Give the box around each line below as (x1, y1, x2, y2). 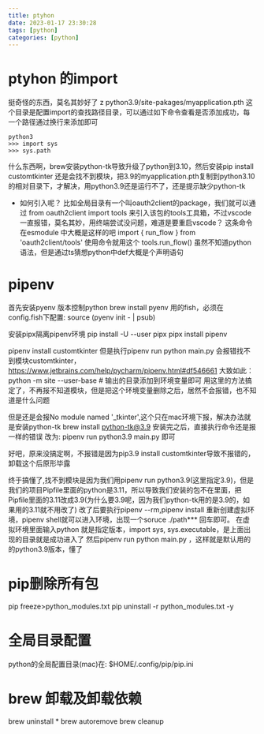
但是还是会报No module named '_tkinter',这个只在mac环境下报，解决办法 (8, 412, 244, 422)
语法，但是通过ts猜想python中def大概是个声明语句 (19, 248, 184, 257)
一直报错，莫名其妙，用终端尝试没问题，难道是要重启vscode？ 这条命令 (19, 218, 254, 227)
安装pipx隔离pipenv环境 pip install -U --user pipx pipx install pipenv (8, 329, 228, 339)
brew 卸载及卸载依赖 (8, 690, 143, 708)
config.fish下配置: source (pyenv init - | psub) (8, 313, 156, 322)
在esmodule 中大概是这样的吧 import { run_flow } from (19, 228, 195, 238)
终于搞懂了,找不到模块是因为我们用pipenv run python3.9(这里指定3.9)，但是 (8, 475, 255, 485)
